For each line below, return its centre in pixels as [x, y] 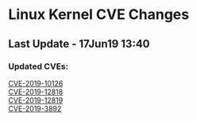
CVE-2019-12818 [36, 92]
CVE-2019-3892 [35, 108]
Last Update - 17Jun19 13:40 [79, 44]
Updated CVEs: [39, 66]
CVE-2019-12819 [36, 100]
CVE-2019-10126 [36, 83]
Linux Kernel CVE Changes [98, 15]
